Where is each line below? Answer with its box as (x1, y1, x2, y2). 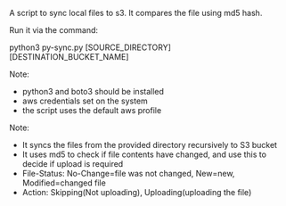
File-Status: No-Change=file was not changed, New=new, (21, 169, 235, 178)
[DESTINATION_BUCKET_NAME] (9, 52, 129, 62)
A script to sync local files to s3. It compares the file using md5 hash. (9, 8, 263, 18)
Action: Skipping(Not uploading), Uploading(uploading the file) (21, 187, 252, 197)
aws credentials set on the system (21, 95, 149, 106)
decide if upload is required (21, 159, 124, 169)
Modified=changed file (21, 177, 107, 188)
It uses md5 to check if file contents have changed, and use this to (21, 149, 267, 160)
